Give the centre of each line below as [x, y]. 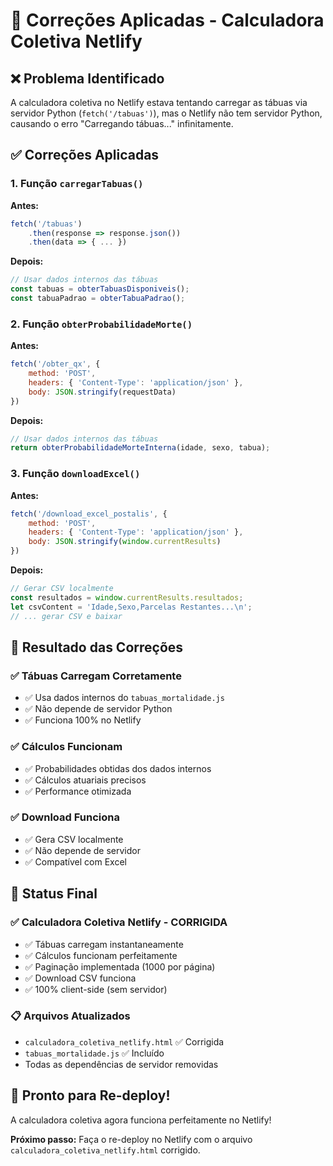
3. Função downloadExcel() [75, 474]
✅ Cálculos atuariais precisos [85, 780]
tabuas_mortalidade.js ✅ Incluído [94, 1053]
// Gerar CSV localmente [62, 589]
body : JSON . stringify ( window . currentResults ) [125, 542]
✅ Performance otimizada [78, 791]
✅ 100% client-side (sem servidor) [96, 989]
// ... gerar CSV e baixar [66, 616]
